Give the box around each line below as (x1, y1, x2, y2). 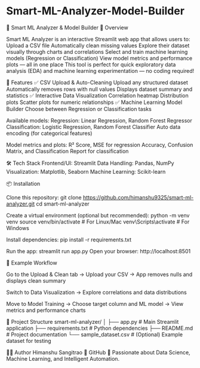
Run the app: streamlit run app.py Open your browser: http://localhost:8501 (6, 247, 191, 254)
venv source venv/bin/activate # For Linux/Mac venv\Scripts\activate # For (6, 218, 190, 225)
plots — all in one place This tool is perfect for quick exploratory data (6, 61, 176, 68)
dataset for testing (6, 337, 52, 344)
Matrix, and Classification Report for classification (6, 148, 129, 155)
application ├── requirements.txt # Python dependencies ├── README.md (6, 324, 193, 332)
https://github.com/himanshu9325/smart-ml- (82, 194, 194, 201)
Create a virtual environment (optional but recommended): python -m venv (6, 211, 190, 219)
